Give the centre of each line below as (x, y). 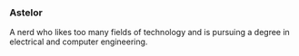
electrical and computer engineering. (79, 42)
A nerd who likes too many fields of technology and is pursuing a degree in (150, 33)
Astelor (26, 13)
